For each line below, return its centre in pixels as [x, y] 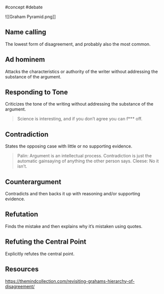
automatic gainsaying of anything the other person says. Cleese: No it [88, 161]
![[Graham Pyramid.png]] [31, 17]
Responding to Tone [36, 92]
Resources [22, 269]
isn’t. [22, 166]
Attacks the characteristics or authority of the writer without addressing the [82, 72]
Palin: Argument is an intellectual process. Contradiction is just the [84, 156]
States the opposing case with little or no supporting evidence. [69, 146]
